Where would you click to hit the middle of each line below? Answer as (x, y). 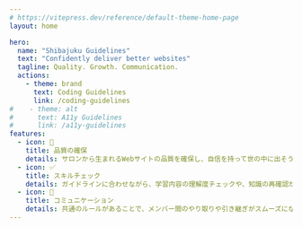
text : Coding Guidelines (80, 92)
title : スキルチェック (63, 176)
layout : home (34, 26)
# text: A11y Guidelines (66, 118)
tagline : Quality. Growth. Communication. (98, 67)
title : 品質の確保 (57, 151)
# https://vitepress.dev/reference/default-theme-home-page (124, 17)
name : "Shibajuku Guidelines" (74, 50)
